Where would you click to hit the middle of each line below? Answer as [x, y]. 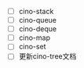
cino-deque [38, 29]
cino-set [32, 47]
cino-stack [36, 11]
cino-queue [37, 20]
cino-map [34, 38]
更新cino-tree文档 [47, 56]
